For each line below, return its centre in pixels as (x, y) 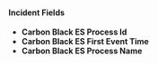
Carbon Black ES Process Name (82, 51)
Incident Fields (36, 12)
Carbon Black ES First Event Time (85, 42)
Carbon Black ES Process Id (74, 32)
